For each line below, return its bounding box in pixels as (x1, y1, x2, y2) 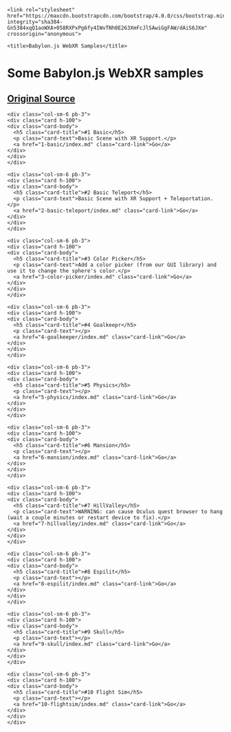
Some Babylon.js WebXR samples (7, 65, 204, 81)
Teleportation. (170, 195, 214, 202)
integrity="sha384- (7, 19, 63, 25)
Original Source (7, 93, 76, 105)
